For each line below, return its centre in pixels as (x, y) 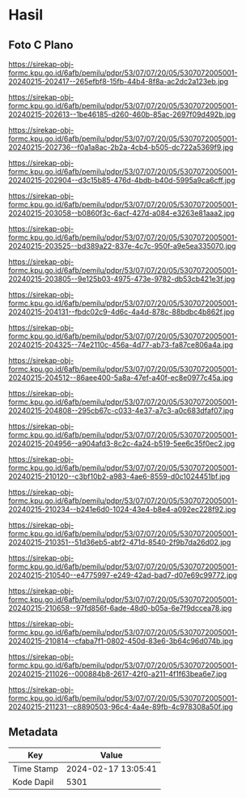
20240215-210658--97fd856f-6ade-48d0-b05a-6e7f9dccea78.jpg (120, 608)
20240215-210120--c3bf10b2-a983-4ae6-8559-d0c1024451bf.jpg (119, 476)
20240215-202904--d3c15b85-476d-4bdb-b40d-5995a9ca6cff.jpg (122, 180)
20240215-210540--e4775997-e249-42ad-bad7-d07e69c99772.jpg (123, 575)
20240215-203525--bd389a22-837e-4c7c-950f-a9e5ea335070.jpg (122, 246)
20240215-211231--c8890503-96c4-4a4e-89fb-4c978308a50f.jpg (121, 707)
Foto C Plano (41, 45)
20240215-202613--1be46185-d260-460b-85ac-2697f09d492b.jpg (122, 114)
